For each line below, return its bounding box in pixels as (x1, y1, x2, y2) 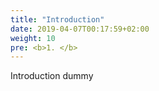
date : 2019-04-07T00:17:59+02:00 (10, 24, 150, 34)
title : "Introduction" (10, 14, 105, 25)
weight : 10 (10, 33, 56, 43)
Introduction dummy (10, 70, 94, 82)
